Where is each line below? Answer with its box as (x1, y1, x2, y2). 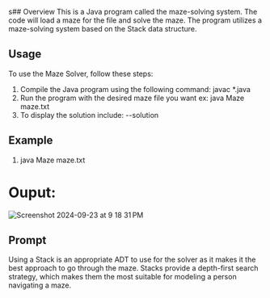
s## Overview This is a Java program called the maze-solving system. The (8, 7, 258, 16)
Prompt (8, 233, 47, 247)
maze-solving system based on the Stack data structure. (8, 24, 197, 33)
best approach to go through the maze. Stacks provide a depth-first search (8, 263, 259, 273)
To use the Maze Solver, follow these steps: (8, 69, 154, 78)
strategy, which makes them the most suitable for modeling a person (8, 272, 237, 282)
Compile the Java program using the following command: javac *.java (19, 84, 251, 94)
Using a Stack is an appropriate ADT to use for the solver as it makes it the (8, 254, 256, 265)
